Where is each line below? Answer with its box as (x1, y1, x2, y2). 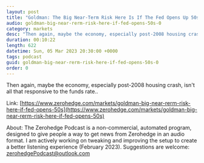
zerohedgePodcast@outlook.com (6, 150, 90, 157)
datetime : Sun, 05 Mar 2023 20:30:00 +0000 (6, 48, 118, 54)
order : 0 (6, 65, 29, 71)
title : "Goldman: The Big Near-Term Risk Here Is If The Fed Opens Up (6, 14, 189, 21)
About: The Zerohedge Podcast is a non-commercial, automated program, (6, 124, 192, 132)
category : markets (6, 25, 53, 32)
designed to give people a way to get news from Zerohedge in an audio (6, 130, 185, 138)
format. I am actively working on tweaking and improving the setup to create (6, 137, 197, 144)
